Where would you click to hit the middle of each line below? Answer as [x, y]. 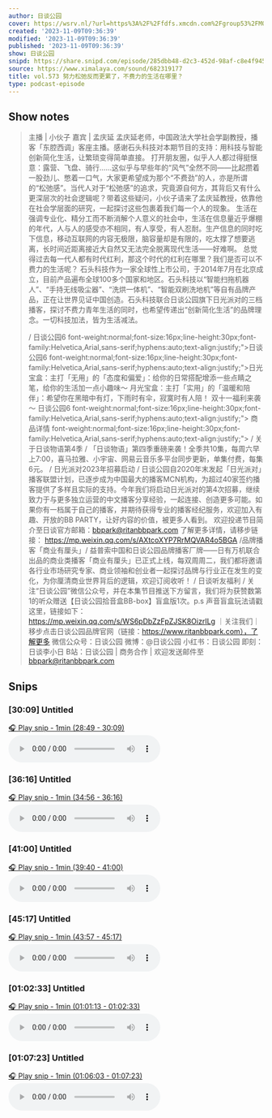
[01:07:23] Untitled [46, 1058]
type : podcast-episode [47, 84]
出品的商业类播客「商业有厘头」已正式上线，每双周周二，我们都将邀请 [145, 560]
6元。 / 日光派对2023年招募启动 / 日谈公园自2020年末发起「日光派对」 [145, 469]
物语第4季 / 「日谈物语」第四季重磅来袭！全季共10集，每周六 [151, 449]
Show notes [39, 117]
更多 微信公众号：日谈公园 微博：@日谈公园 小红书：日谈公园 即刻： [149, 641]
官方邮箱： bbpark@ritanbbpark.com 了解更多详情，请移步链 [157, 530]
